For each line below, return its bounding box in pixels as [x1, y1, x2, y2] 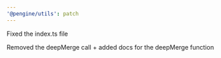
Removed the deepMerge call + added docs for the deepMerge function [6, 43, 215, 51]
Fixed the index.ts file [6, 29, 69, 38]
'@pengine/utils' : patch [6, 10, 79, 17]
